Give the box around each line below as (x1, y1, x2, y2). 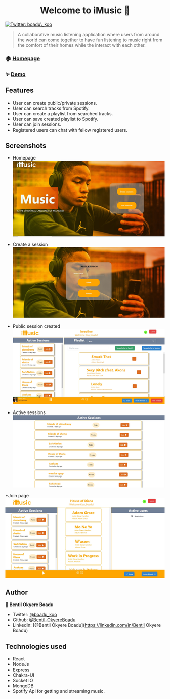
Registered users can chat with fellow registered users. (12, 126, 128, 133)
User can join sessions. (12, 121, 62, 128)
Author (5, 588, 28, 596)
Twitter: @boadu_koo (12, 612, 57, 618)
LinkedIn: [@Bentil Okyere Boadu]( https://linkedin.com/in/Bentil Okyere (12, 622, 161, 628)
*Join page (5, 492, 29, 498)
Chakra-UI (12, 672, 34, 678)
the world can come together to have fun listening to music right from (17, 37, 163, 43)
